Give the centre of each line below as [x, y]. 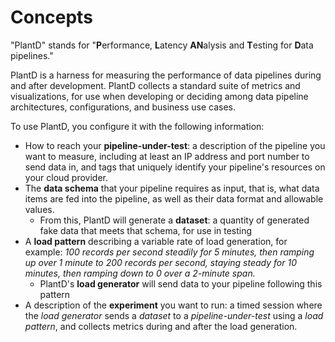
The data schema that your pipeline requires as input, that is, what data [172, 188]
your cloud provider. [66, 177]
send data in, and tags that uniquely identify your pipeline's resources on [175, 167]
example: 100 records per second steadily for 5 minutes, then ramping [169, 252]
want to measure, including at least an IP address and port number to [167, 156]
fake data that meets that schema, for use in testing [146, 230]
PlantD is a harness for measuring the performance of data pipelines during [166, 75]
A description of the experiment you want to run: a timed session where [173, 305]
